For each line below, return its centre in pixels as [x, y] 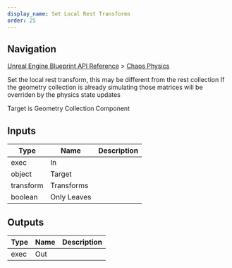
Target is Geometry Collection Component [69, 109]
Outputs [26, 222]
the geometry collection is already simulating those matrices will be [105, 87]
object [21, 174]
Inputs [22, 130]
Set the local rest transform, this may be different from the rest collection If [116, 80]
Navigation [32, 49]
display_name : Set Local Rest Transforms [69, 14]
